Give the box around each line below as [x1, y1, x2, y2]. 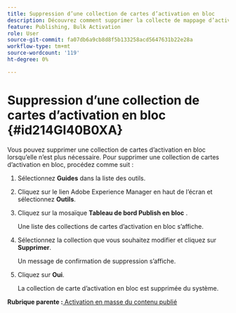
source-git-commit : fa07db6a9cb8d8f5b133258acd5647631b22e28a [7, 36, 193, 44]
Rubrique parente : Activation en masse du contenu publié [7, 298, 178, 306]
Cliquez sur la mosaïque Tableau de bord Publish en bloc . [17, 208, 188, 217]
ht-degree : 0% [7, 56, 49, 63]
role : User [7, 29, 39, 37]
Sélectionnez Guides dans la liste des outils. [17, 173, 146, 182]
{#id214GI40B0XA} [7, 122, 123, 138]
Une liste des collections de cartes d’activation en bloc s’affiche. [17, 222, 204, 230]
